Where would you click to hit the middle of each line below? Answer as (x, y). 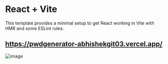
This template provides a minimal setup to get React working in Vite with (80, 23)
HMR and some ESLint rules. (35, 28)
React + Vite (31, 9)
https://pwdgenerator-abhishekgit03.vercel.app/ (84, 44)
